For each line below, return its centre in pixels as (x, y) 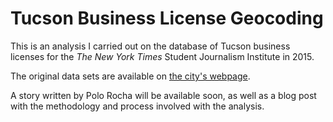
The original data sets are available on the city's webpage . (130, 76)
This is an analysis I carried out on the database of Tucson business (150, 46)
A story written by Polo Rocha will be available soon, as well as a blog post (163, 95)
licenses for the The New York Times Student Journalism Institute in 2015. (162, 56)
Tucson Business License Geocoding (167, 18)
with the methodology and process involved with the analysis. (137, 106)
